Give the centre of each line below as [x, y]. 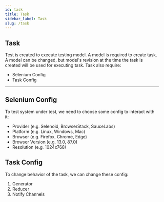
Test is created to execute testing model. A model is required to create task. [81, 55]
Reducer [21, 189]
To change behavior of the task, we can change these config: [67, 174]
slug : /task [17, 23]
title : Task [17, 14]
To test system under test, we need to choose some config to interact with [80, 112]
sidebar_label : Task [26, 19]
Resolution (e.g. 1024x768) [39, 147]
